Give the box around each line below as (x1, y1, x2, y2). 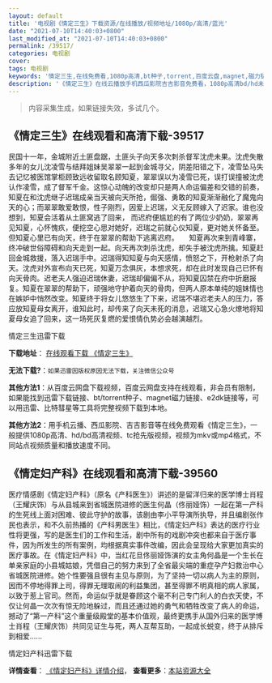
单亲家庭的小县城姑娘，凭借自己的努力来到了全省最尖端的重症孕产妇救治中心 (8, 561, 264, 570)
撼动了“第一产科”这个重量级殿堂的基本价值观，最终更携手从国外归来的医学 (8, 611, 257, 621)
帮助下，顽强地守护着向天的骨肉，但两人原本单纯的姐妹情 (64, 284, 257, 293)
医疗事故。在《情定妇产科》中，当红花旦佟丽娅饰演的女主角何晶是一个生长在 (8, 550, 264, 560)
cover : (8, 58, 31, 66)
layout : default (8, 11, 63, 20)
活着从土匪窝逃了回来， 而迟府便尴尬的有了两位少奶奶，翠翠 (50, 212, 252, 223)
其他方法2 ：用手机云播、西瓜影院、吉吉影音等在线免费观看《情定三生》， (8, 420, 251, 430)
